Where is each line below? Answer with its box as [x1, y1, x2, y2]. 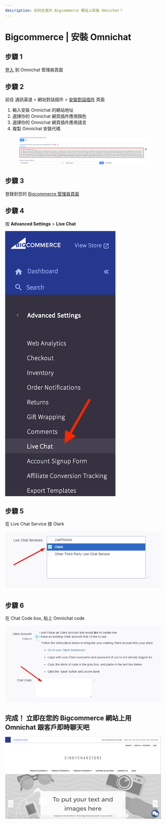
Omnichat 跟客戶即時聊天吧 [5, 723, 90, 731]
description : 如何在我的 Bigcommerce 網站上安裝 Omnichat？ [5, 8, 124, 13]
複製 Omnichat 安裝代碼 [12, 126, 61, 132]
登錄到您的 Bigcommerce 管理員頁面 [5, 191, 80, 196]
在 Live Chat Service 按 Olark [5, 521, 64, 527]
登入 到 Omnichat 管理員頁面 [5, 67, 63, 73]
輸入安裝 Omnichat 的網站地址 [12, 107, 74, 113]
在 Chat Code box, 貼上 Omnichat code [5, 615, 85, 621]
